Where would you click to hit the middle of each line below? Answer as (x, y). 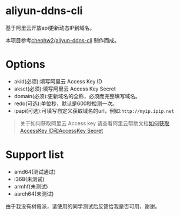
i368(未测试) (29, 179)
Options (25, 64)
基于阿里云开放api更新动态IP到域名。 (50, 28)
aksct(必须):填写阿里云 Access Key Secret (65, 89)
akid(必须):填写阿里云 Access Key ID (58, 81)
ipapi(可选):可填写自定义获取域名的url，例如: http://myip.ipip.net (94, 110)
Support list (35, 155)
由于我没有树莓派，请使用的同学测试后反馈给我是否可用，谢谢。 (83, 206)
